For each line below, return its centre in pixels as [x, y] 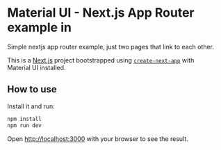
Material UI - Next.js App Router [101, 13]
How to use [32, 89]
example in [39, 27]
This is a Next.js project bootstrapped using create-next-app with [101, 60]
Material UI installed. [36, 67]
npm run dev [24, 125]
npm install [24, 119]
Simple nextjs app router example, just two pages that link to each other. [110, 47]
